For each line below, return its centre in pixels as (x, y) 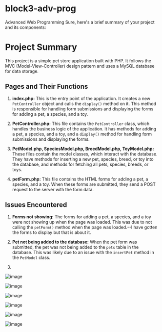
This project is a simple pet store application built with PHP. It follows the (78, 61)
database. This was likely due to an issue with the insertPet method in (83, 252)
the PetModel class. (31, 257)
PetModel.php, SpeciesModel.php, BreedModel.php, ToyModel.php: (83, 149)
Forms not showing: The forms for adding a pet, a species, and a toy (81, 217)
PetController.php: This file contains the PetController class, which (81, 124)
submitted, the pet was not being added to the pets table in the (75, 247)
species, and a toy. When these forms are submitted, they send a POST (84, 184)
